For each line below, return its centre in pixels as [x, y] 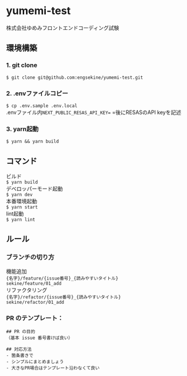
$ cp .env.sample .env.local [42, 106]
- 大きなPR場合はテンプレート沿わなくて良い [53, 368]
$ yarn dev [19, 195]
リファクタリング [27, 290]
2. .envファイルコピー [37, 93]
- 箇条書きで [20, 356]
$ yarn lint [21, 220]
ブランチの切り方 [30, 257]
